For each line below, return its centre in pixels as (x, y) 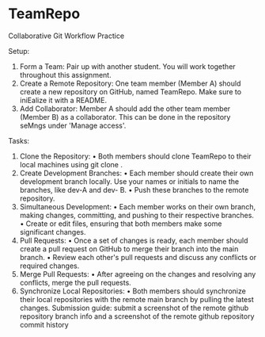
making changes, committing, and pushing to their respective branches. (137, 215)
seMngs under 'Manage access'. (73, 125)
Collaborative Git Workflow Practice (66, 36)
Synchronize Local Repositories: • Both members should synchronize (133, 291)
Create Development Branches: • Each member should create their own (136, 173)
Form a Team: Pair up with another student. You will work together (127, 66)
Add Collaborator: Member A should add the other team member (125, 109)
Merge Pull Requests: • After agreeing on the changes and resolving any (138, 274)
